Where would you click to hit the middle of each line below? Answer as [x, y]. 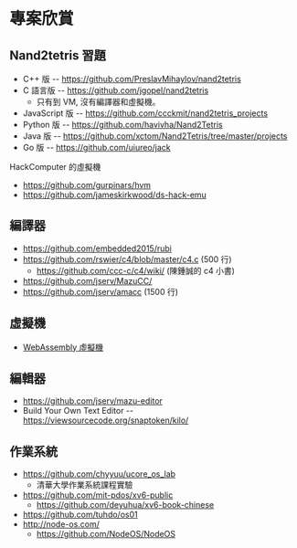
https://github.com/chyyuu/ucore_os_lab [99, 474]
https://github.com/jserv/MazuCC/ [87, 280]
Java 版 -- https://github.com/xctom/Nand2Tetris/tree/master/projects [155, 136]
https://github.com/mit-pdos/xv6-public [98, 495]
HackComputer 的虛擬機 [55, 167]
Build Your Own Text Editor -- [78, 411]
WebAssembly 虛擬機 [63, 347]
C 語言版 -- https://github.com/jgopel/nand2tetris [116, 90]
